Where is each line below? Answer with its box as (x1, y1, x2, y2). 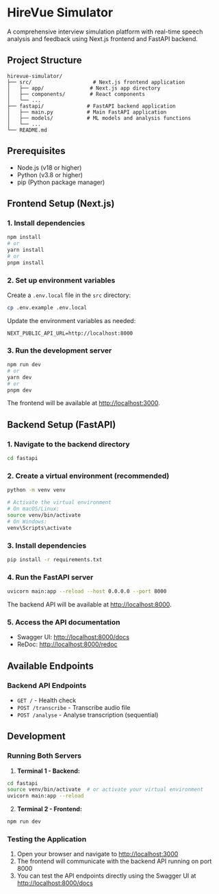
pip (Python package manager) (16, 178, 105, 186)
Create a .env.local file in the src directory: (7, 291, 131, 299)
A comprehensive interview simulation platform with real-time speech (7, 27, 203, 36)
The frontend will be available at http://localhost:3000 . (7, 399, 161, 407)
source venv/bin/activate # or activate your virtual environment (7, 786, 204, 793)
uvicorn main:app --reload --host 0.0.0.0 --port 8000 (7, 588, 167, 595)
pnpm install (7, 259, 44, 266)
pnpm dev (7, 387, 32, 394)
